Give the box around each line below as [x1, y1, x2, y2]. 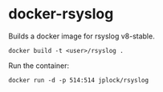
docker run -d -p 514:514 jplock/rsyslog [8, 76, 149, 84]
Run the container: [8, 61, 70, 70]
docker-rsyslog [8, 5, 114, 23]
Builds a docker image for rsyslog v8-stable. [8, 31, 155, 41]
